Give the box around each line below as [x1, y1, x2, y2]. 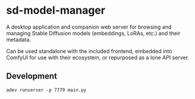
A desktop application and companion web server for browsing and [6, 23, 172, 30]
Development [6, 71, 58, 81]
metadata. [6, 36, 31, 43]
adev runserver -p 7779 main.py [6, 87, 86, 93]
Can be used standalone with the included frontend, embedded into [6, 47, 173, 54]
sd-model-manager [6, 4, 106, 17]
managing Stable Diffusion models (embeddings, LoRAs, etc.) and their [6, 29, 181, 36]
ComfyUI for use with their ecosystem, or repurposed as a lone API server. [6, 54, 190, 61]
